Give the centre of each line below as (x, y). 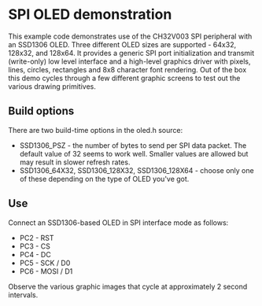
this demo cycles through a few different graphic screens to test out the (124, 78)
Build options (41, 111)
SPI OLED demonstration (90, 15)
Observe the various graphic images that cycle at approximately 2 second (128, 286)
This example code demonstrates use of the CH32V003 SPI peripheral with (130, 36)
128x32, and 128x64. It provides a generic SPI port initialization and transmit (131, 53)
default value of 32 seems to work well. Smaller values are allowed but (134, 153)
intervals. (23, 295)
